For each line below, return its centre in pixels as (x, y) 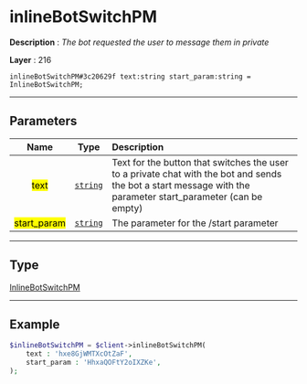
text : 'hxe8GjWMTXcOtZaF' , (79, 354)
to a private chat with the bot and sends (197, 174)
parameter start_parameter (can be (187, 197)
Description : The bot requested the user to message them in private (139, 42)
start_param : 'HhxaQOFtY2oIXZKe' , (94, 363)
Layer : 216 (31, 59)
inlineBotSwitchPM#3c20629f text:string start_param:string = (130, 76)
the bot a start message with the (181, 185)
